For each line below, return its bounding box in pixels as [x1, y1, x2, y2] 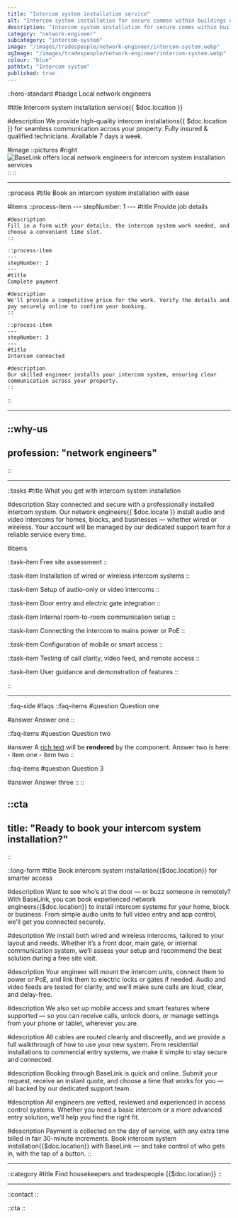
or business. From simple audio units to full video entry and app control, [7, 910, 217, 918]
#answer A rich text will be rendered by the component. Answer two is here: [7, 742, 231, 752]
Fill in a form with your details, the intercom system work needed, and [7, 222, 230, 229]
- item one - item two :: [7, 750, 74, 759]
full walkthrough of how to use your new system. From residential [7, 1040, 198, 1049]
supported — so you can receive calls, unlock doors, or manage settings [7, 1011, 220, 1019]
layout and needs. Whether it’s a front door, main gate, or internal [7, 939, 197, 947]
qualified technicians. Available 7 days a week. [7, 132, 143, 140]
